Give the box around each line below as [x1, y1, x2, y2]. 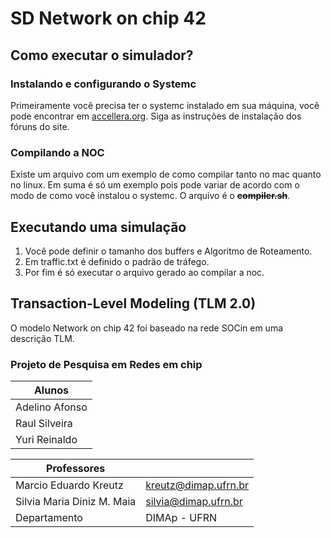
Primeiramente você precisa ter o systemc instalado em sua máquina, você [10, 99, 320, 111]
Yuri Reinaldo [15, 433, 78, 447]
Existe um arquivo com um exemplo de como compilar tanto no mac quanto [10, 168, 322, 181]
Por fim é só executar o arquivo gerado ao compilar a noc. [24, 266, 265, 278]
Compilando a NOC [10, 145, 105, 159]
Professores [46, 462, 106, 476]
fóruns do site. [10, 120, 70, 132]
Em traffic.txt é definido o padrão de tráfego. [24, 255, 210, 267]
